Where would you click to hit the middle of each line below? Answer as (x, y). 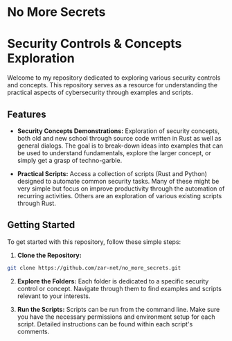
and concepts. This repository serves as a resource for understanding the (113, 85)
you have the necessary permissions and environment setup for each (116, 317)
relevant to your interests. (54, 296)
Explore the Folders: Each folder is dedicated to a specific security (113, 281)
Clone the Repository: (49, 255)
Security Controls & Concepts (95, 44)
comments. (33, 331)
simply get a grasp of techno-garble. (70, 160)
